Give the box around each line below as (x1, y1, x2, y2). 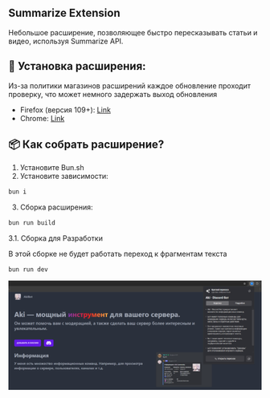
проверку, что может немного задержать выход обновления (8, 89, 218, 99)
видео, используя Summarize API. (8, 36, 124, 46)
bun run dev (8, 266, 48, 274)
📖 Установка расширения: (8, 59, 146, 73)
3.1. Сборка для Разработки (8, 234, 103, 243)
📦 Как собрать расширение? (8, 138, 165, 152)
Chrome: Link (19, 113, 65, 123)
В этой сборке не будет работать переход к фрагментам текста (8, 249, 227, 259)
